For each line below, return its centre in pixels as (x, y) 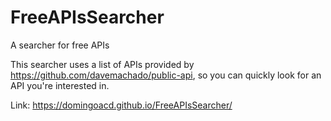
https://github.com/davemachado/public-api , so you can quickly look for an (166, 75)
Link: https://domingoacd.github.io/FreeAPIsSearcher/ (121, 105)
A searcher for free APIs (60, 45)
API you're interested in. (60, 85)
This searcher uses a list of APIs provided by (102, 64)
